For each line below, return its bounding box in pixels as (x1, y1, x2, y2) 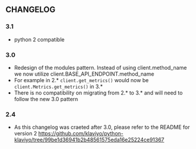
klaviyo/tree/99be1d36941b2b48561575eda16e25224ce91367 (14, 136, 165, 144)
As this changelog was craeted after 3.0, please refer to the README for (14, 124, 190, 131)
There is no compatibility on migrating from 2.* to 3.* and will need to (14, 89, 183, 96)
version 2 (14, 130, 37, 137)
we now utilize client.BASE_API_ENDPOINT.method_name (14, 70, 155, 77)
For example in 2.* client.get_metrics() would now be (14, 76, 149, 83)
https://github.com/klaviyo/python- (38, 130, 123, 137)
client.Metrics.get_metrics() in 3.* (14, 83, 103, 90)
